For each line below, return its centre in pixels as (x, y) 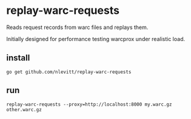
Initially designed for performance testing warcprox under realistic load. (96, 39)
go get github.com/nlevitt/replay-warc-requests (69, 72)
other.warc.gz (24, 109)
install (18, 58)
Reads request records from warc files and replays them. (77, 27)
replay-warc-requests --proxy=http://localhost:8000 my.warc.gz (89, 104)
